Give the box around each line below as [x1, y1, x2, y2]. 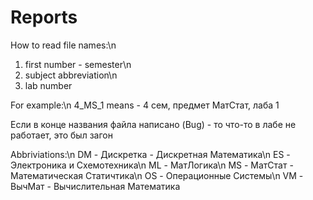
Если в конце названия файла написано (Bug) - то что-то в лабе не [10, 118, 297, 130]
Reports [10, 6, 78, 29]
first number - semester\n [24, 58, 132, 70]
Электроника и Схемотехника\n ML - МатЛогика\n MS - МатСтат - [10, 159, 294, 171]
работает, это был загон [10, 129, 113, 141]
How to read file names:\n [10, 39, 117, 51]
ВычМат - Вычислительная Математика [10, 180, 181, 192]
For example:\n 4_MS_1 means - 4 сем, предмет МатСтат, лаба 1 [10, 99, 280, 111]
